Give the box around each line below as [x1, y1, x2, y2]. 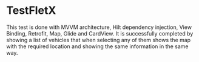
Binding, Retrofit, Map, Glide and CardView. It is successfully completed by [6, 29, 194, 37]
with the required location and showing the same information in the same [6, 43, 189, 50]
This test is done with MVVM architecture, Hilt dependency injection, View [6, 23, 192, 31]
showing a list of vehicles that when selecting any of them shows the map [6, 36, 191, 43]
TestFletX [6, 4, 56, 17]
